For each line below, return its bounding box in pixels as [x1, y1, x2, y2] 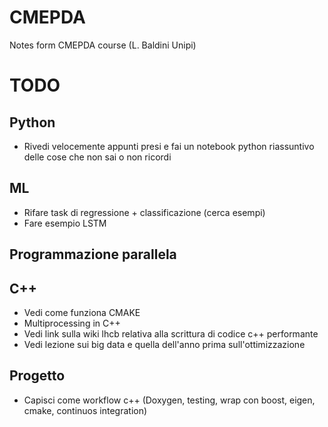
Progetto [9, 367, 66, 385]
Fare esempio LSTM [23, 217, 107, 229]
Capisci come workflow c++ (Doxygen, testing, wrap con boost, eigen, [23, 394, 316, 406]
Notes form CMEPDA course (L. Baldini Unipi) [9, 39, 197, 51]
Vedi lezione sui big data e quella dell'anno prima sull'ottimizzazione [23, 338, 306, 350]
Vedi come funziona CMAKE [23, 306, 141, 318]
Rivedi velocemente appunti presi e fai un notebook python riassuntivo [23, 140, 315, 152]
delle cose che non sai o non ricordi [23, 151, 172, 163]
